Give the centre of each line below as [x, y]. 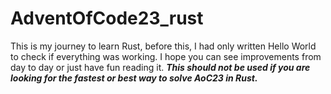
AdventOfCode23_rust [107, 18]
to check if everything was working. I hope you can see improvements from [166, 56]
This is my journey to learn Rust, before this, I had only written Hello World [163, 46]
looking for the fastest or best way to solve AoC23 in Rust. [134, 78]
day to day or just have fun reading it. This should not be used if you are [160, 67]
